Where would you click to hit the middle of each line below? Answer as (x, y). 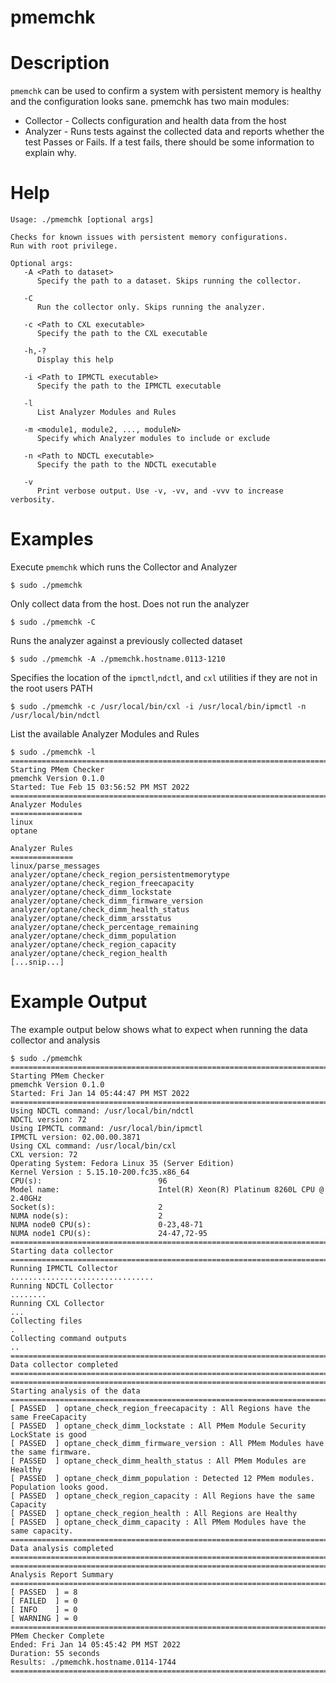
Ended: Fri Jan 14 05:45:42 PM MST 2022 (96, 1644)
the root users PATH (51, 688)
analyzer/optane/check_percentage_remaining (104, 927)
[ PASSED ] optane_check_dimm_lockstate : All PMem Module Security (158, 1426)
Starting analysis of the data (75, 1391)
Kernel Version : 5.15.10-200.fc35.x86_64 (100, 1172)
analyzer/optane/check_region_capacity (93, 945)
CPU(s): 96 (89, 1181)
